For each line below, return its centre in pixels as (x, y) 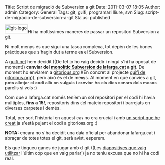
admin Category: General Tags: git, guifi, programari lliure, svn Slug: (75, 12)
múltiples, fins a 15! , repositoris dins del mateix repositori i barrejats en (78, 103)
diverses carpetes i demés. (33, 108)
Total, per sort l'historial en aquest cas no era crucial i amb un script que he (82, 118)
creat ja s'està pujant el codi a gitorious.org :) (51, 123)
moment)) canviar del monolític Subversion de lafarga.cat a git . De (75, 67)
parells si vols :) (21, 88)
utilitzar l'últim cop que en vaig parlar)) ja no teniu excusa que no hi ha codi (82, 153)
